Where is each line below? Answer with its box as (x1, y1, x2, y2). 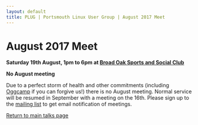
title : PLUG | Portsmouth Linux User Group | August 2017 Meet (6, 14, 165, 20)
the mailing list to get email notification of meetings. (6, 101, 132, 108)
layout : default (6, 8, 46, 15)
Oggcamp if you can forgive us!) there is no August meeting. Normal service (6, 88, 192, 95)
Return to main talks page (6, 112, 69, 119)
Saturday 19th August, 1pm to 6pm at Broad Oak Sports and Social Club (6, 59, 184, 66)
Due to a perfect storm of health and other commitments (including (6, 82, 170, 89)
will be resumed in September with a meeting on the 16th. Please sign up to (6, 94, 189, 101)
